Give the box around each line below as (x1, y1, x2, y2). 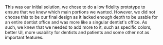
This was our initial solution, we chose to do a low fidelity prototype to (5, 4, 145, 10)
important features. (5, 34, 44, 40)
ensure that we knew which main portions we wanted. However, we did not (5, 9, 156, 15)
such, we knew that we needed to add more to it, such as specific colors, (5, 24, 152, 30)
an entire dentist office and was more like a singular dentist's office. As (5, 19, 147, 25)
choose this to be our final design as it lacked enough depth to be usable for (5, 14, 158, 20)
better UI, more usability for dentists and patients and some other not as (5, 30, 149, 35)
